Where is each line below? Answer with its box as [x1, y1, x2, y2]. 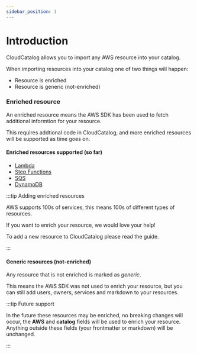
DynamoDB [14, 181, 43, 188]
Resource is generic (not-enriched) [14, 83, 101, 90]
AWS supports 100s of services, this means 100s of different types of [6, 204, 175, 211]
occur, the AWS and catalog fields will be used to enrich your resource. [6, 318, 181, 326]
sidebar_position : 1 [6, 8, 57, 15]
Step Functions [14, 168, 52, 175]
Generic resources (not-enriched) [6, 258, 92, 265]
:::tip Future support [6, 300, 54, 308]
